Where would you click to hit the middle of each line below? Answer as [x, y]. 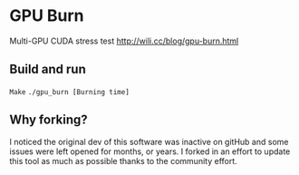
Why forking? [48, 120]
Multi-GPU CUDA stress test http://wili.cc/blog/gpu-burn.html [124, 41]
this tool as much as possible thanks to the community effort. [123, 160]
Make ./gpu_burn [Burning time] [69, 92]
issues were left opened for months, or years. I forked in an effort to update [150, 151]
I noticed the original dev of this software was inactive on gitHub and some [149, 141]
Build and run [48, 69]
